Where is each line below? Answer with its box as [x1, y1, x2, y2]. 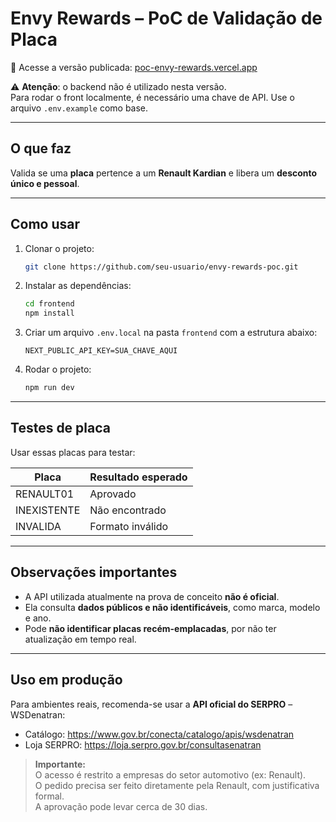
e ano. [24, 612, 52, 624]
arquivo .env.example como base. [10, 102, 149, 114]
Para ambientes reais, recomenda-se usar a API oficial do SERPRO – [10, 698, 293, 710]
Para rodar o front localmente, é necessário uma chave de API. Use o [10, 91, 295, 103]
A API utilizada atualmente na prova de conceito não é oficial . [24, 590, 280, 602]
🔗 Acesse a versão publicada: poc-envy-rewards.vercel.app [10, 61, 258, 73]
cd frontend [24, 299, 75, 309]
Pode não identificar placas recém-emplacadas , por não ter [24, 622, 277, 634]
